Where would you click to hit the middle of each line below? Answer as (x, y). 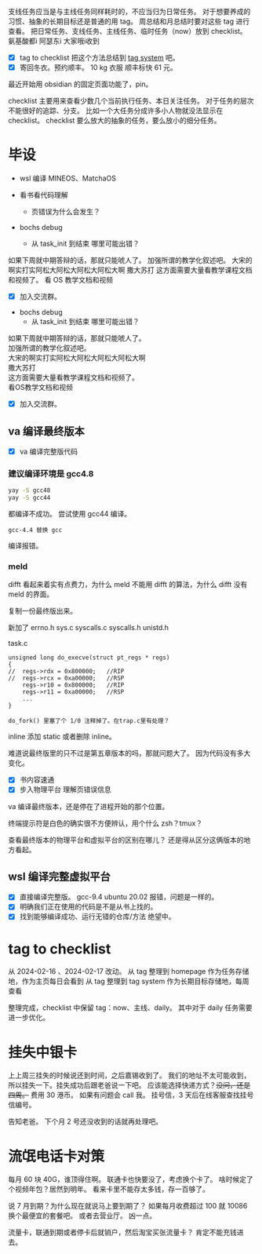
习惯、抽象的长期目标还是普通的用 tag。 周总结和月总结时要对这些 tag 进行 (129, 21)
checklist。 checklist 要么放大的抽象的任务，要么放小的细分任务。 (115, 121)
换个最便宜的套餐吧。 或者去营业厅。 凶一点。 (82, 1216)
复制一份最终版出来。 (42, 611)
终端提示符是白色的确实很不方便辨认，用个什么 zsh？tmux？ (106, 823)
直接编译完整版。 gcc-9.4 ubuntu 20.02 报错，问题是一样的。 (119, 897)
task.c (18, 643)
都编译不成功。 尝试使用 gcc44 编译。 (70, 514)
